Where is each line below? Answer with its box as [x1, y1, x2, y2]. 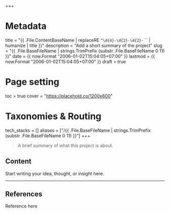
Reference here [5, 203, 38, 209]
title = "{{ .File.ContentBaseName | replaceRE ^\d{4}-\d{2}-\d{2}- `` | [5, 37, 151, 43]
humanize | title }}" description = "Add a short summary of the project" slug [5, 42, 163, 48]
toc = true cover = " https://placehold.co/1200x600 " [5, 93, 113, 99]
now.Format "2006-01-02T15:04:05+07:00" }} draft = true [5, 59, 126, 65]
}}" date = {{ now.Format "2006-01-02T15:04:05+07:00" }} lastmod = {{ [5, 53, 155, 59]
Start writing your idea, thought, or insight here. [5, 170, 105, 177]
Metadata [5, 21, 47, 32]
